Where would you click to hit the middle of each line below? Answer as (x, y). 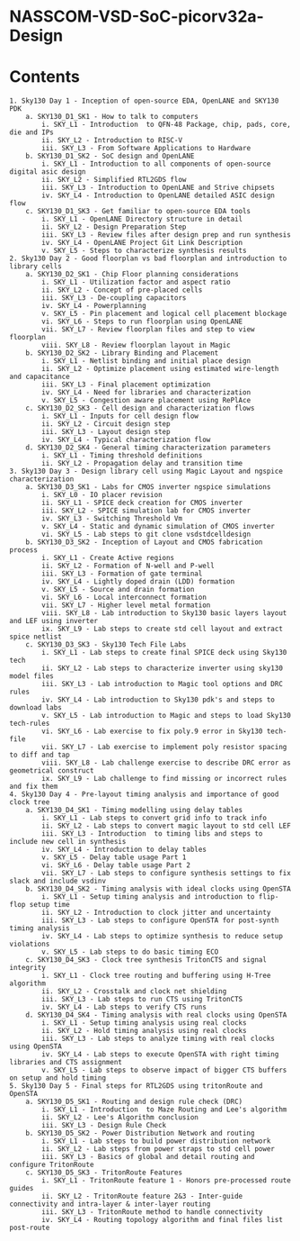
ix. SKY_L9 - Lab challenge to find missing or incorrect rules (164, 779)
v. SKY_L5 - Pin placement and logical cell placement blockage (164, 314)
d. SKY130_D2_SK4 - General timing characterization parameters (148, 448)
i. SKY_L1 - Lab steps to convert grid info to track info (154, 818)
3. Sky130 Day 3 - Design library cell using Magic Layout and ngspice (146, 471)
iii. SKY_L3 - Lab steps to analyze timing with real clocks (159, 1039)
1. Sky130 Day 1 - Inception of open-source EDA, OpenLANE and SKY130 (144, 101)
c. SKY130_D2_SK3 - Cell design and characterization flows (140, 408)
